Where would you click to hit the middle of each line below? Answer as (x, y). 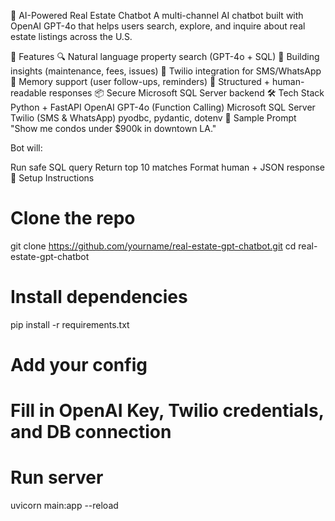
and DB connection (91, 432)
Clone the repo (73, 218)
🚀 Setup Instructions (52, 178)
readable (28, 93)
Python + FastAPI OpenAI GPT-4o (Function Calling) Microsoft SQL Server (163, 107)
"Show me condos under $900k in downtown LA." (113, 128)
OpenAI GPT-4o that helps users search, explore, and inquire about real (158, 26)
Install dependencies (99, 297)
